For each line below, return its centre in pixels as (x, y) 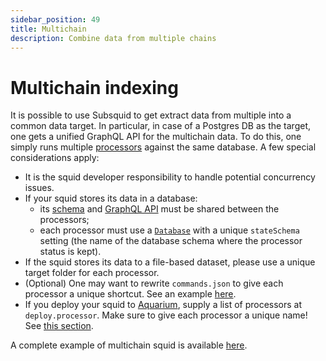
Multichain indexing (94, 87)
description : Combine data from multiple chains (113, 38)
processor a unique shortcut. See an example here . (130, 294)
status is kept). (70, 252)
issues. (39, 188)
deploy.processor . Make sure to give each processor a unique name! (166, 315)
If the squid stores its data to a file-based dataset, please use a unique (170, 262)
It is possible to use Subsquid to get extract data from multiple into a (151, 115)
